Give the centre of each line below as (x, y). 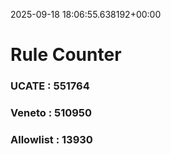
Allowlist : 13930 (51, 139)
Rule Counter (66, 55)
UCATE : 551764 (50, 86)
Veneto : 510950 (51, 113)
